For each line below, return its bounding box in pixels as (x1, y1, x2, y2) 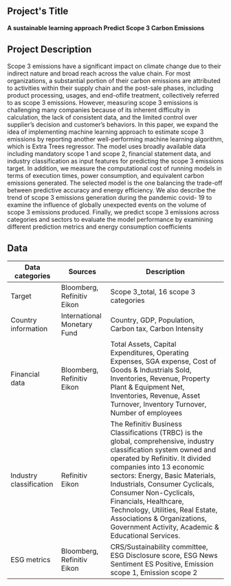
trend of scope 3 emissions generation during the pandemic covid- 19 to (7, 193, 212, 201)
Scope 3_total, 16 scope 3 (110, 287, 196, 297)
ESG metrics (10, 555, 51, 565)
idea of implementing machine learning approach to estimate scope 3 (7, 127, 204, 136)
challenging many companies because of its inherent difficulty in (7, 106, 190, 114)
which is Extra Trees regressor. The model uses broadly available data (7, 142, 206, 150)
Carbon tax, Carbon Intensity (110, 324, 204, 334)
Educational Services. (110, 531, 181, 541)
